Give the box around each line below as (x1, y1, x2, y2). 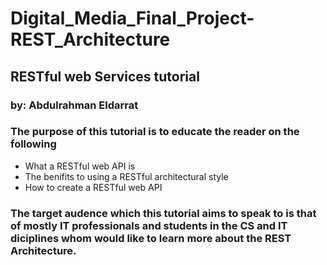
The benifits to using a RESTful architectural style (24, 170, 229, 182)
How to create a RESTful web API (24, 181, 163, 193)
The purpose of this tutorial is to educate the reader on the (10, 125, 300, 139)
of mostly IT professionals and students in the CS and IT (10, 218, 288, 232)
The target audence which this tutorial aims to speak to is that (10, 206, 317, 220)
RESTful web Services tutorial (10, 68, 200, 85)
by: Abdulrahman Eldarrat (10, 98, 139, 112)
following (10, 137, 57, 151)
